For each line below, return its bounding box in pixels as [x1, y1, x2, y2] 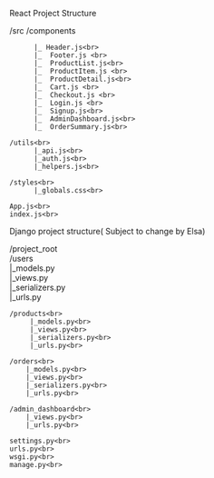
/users [9, 254, 34, 264]
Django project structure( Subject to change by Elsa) [9, 226, 206, 236]
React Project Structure [9, 8, 97, 18]
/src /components [9, 25, 76, 35]
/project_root [9, 244, 58, 254]
